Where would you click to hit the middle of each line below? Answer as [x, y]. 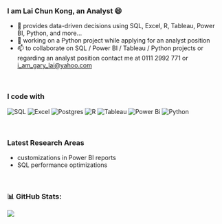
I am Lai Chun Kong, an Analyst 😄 [65, 11]
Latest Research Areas [46, 142]
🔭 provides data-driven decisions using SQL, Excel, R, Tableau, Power [116, 26]
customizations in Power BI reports [67, 157]
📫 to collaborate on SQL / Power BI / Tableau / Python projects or [110, 48]
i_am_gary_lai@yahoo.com [55, 65]
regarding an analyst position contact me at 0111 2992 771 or [102, 58]
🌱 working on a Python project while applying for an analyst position [114, 41]
